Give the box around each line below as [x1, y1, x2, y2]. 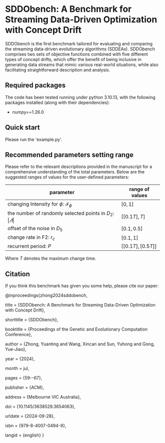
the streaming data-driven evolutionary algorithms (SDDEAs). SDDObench [5, 46, 156, 52]
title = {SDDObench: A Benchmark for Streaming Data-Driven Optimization [5, 302, 156, 307]
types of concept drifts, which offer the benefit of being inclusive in [5, 56, 141, 62]
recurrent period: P [7, 243, 52, 250]
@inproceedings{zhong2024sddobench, [5, 292, 87, 298]
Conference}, [5, 331, 32, 337]
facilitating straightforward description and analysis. [5, 67, 110, 72]
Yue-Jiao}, [5, 346, 27, 352]
